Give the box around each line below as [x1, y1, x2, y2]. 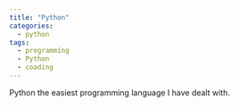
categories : [9, 21, 54, 30]
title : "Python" [9, 12, 70, 22]
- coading [17, 63, 54, 72]
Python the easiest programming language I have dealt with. [9, 86, 230, 98]
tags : [9, 37, 29, 47]
